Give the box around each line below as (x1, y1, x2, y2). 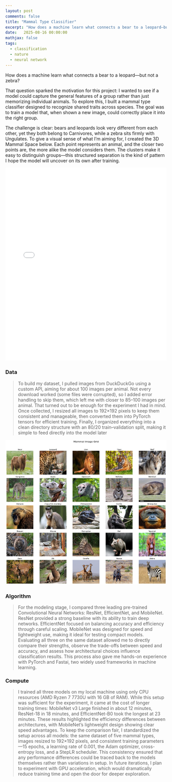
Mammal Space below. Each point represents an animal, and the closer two (5, 141, 164, 147)
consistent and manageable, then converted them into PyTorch (17, 413, 151, 419)
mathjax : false (5, 35, 38, 41)
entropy (17, 749, 35, 755)
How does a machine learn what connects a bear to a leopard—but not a (5, 72, 159, 78)
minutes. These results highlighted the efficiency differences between (17, 716, 165, 722)
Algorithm (5, 592, 31, 599)
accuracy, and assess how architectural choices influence (17, 648, 141, 654)
